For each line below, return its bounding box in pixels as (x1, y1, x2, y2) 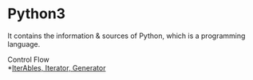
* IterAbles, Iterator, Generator (7, 63, 106, 72)
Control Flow (7, 55, 49, 64)
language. (7, 39, 41, 48)
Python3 (7, 5, 65, 23)
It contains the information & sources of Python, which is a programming (7, 31, 246, 40)
